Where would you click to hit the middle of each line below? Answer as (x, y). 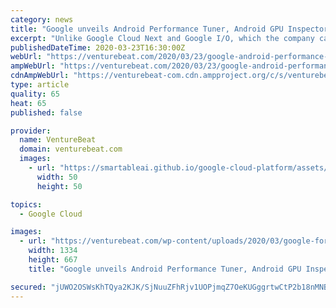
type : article (40, 85)
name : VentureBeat (58, 140)
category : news (42, 19)
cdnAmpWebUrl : (40, 76)
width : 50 (57, 177)
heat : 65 (28, 103)
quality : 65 (35, 94)
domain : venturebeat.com (71, 149)
